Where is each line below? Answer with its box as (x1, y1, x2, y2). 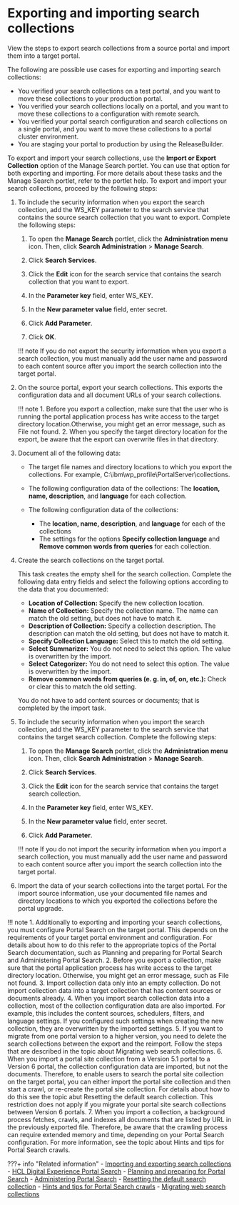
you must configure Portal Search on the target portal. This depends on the (7, 925, 228, 934)
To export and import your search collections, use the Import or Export (7, 154, 216, 162)
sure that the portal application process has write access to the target (7, 963, 213, 972)
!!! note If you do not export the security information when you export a (17, 346, 227, 355)
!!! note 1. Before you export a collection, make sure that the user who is (17, 404, 229, 413)
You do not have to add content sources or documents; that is (17, 696, 200, 704)
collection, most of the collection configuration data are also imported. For (7, 1001, 226, 1010)
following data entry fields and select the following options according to (17, 577, 229, 586)
